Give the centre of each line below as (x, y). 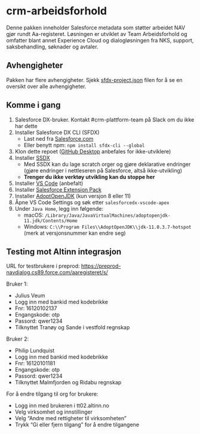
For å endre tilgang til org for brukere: (52, 394)
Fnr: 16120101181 (35, 363)
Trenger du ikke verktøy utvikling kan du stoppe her (89, 177)
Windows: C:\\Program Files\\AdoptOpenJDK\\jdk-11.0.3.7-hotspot (108, 226)
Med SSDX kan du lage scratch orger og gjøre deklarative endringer (107, 164)
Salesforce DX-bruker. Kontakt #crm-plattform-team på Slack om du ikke (104, 119)
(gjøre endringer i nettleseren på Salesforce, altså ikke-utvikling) (103, 170)
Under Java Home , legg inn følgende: (59, 208)
